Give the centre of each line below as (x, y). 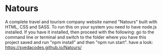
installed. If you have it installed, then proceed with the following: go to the (80, 32)
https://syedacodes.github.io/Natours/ (43, 47)
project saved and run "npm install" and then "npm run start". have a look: (79, 42)
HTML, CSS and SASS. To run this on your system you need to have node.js (81, 27)
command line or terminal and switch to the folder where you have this (76, 37)
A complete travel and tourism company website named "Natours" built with (81, 22)
